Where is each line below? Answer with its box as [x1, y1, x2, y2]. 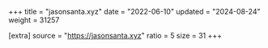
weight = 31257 [8, 15, 60, 25]
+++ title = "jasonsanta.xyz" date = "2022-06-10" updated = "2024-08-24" [8, 7, 261, 16]
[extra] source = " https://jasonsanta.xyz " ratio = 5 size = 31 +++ [8, 31, 223, 40]
